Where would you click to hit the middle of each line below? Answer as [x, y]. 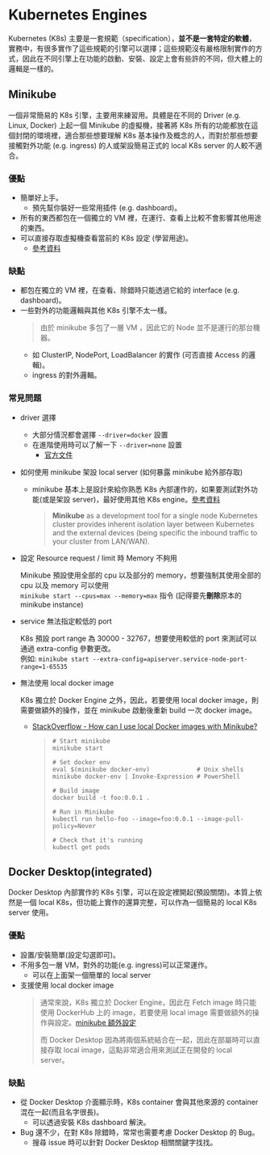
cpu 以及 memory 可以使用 [64, 585]
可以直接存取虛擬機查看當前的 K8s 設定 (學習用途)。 [106, 238]
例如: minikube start [55, 658]
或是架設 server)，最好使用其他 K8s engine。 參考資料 [131, 499]
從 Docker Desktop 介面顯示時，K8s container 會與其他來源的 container [139, 1102]
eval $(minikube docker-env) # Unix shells [148, 769]
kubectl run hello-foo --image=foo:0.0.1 [123, 819]
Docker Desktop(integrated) [81, 872]
